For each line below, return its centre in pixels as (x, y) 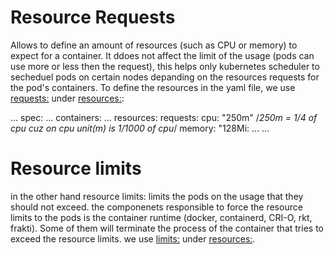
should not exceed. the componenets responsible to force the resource (156, 207)
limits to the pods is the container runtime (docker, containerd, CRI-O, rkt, (161, 217)
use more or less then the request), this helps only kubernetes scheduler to (165, 66)
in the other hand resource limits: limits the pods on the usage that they (157, 196)
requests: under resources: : (67, 98)
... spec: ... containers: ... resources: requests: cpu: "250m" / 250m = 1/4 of (164, 117)
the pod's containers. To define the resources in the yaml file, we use (153, 87)
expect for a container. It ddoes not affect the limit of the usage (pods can (162, 55)
